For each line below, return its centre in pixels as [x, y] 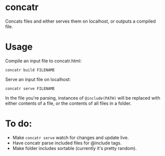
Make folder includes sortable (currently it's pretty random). [74, 148]
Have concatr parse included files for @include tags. [67, 143]
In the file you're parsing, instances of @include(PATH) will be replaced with [83, 98]
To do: [19, 124]
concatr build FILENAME [30, 70]
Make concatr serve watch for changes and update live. [71, 137]
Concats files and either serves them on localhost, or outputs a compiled [80, 21]
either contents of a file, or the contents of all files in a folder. [68, 103]
